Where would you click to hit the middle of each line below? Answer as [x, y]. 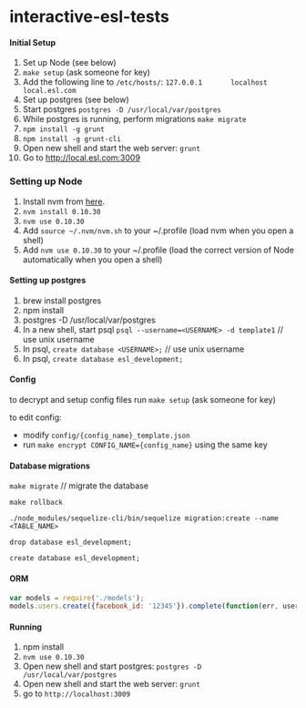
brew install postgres [62, 300]
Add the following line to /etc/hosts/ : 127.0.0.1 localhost [145, 82]
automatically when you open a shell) [92, 259]
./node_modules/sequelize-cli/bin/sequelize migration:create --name [144, 518]
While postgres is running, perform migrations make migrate [135, 119]
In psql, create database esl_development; [103, 358]
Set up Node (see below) [69, 63]
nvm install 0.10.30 [61, 211]
